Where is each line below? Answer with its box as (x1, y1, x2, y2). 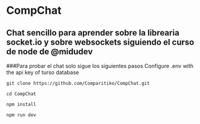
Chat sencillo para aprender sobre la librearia (6, 28, 179, 38)
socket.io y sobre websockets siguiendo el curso (6, 37, 195, 47)
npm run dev (6, 112, 36, 118)
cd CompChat (6, 91, 36, 97)
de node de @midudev (6, 46, 93, 57)
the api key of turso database (6, 69, 80, 76)
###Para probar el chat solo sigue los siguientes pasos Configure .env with (6, 63, 194, 69)
